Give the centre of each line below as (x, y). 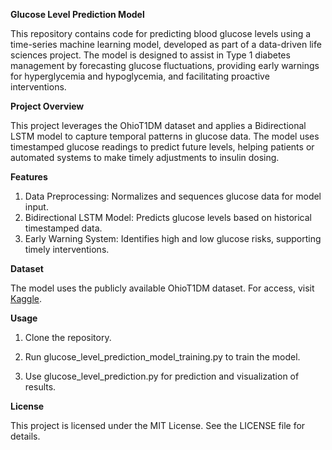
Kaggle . (26, 298)
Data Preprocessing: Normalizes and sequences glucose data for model (173, 196)
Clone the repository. (68, 337)
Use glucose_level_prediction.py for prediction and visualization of (162, 376)
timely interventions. (67, 249)
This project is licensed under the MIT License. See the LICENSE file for (158, 425)
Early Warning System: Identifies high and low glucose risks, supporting (173, 238)
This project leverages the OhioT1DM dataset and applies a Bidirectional (158, 125)
